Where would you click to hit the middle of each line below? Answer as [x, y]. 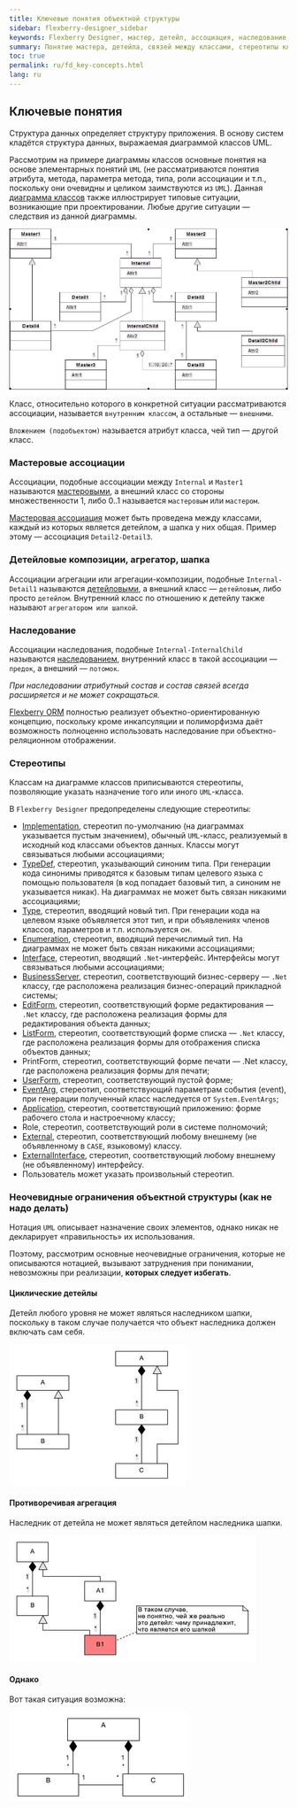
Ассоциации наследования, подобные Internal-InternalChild [126, 649]
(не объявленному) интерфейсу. [83, 1165]
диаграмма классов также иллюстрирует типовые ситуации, [125, 197]
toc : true [27, 56]
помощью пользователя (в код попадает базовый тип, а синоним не [151, 883]
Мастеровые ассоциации [67, 462]
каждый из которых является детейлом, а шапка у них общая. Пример [143, 528]
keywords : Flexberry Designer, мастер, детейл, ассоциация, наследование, [150, 37]
